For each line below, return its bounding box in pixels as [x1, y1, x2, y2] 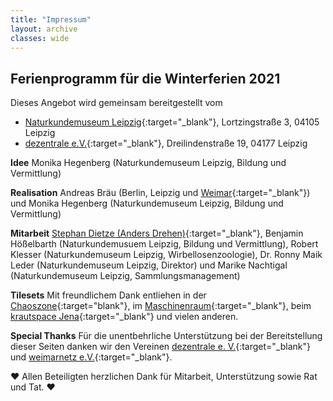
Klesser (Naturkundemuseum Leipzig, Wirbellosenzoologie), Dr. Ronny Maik [10, 249, 323, 261]
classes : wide [10, 33, 70, 43]
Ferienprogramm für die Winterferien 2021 [10, 70, 281, 87]
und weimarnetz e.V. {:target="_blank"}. [10, 351, 173, 363]
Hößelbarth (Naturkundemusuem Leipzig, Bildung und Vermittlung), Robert [10, 238, 319, 250]
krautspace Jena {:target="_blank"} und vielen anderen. [10, 311, 239, 323]
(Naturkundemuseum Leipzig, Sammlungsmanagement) [10, 270, 241, 282]
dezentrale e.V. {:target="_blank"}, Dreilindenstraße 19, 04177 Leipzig [24, 137, 308, 150]
